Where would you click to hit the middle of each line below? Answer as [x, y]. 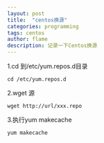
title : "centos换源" [37, 20]
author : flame [28, 39]
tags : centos [26, 33]
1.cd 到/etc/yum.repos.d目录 [47, 66]
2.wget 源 [21, 93]
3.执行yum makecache [40, 120]
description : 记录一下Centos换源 [52, 46]
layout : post [26, 13]
